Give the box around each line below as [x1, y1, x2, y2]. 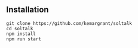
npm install [6, 31, 36, 37]
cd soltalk [6, 25, 33, 31]
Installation [6, 5, 49, 15]
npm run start [6, 36, 42, 42]
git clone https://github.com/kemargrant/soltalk [6, 20, 133, 26]
